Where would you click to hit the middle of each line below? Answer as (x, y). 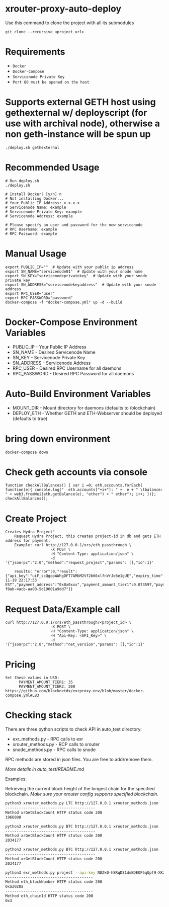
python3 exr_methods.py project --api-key (50, 873)
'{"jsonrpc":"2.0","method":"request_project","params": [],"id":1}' (80, 563)
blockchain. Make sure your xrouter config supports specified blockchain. (82, 794)
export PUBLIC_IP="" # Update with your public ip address (70, 267)
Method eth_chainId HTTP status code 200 (49, 896)
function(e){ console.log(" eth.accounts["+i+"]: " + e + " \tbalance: (84, 490)
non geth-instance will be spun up (78, 134)
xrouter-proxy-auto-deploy (63, 9)
